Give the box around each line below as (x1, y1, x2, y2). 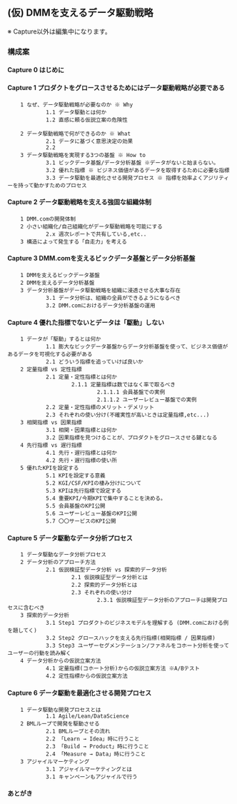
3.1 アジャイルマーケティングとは (45, 765, 132, 773)
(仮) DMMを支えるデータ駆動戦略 (7, 6, 153, 19)
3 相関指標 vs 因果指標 (20, 419, 82, 426)
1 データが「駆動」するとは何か (20, 336, 101, 343)
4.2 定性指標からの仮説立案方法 (45, 673, 128, 680)
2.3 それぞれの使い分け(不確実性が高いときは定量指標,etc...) (45, 411, 210, 419)
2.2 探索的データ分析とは (71, 581, 138, 589)
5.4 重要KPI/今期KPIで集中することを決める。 (45, 495, 166, 502)
